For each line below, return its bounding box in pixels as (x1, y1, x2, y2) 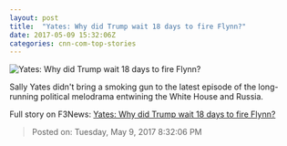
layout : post (9, 13, 59, 23)
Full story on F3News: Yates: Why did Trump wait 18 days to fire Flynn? (9, 109, 276, 120)
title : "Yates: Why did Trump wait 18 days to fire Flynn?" (9, 22, 247, 31)
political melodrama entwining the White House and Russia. (40, 91, 264, 102)
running (9, 91, 39, 102)
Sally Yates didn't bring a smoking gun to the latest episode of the (9, 81, 257, 92)
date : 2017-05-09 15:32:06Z (9, 30, 117, 39)
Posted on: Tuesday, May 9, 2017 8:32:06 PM (31, 127, 202, 138)
